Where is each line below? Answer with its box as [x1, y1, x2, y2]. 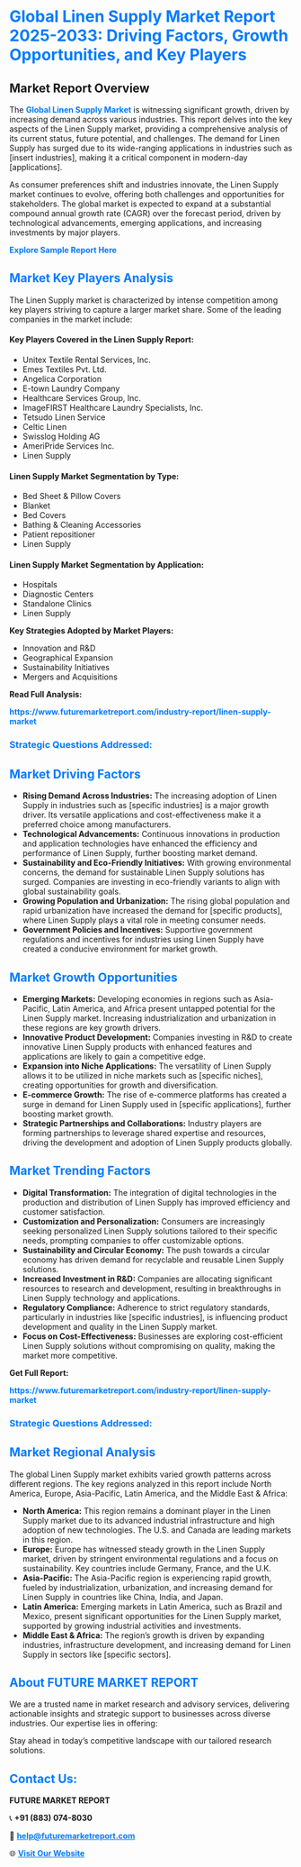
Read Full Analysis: [9, 689, 83, 700]
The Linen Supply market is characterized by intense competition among [9, 295, 279, 305]
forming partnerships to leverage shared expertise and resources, [22, 1127, 267, 1138]
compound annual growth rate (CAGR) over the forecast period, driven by [9, 208, 281, 218]
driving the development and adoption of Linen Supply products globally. [22, 1137, 293, 1148]
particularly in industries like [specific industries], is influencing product [22, 1311, 288, 1322]
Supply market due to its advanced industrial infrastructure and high [22, 1515, 276, 1525]
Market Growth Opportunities [9, 970, 178, 985]
